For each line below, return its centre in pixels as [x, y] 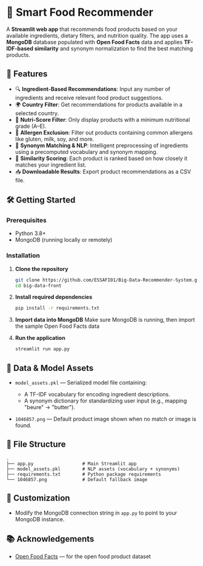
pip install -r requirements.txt [57, 308]
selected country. [37, 113]
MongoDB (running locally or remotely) [64, 240]
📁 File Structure [36, 444]
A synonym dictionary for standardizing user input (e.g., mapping [105, 401]
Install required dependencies [54, 297]
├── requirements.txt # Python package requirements [84, 474]
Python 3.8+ [31, 233]
